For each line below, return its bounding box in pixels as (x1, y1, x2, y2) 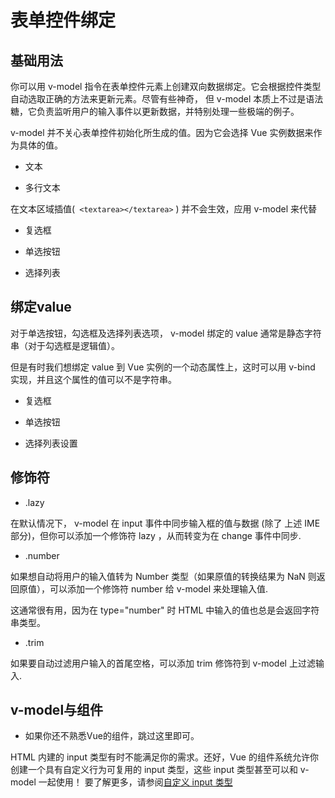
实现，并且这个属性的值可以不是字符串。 (10, 373, 177, 385)
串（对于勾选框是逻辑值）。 (10, 339, 120, 351)
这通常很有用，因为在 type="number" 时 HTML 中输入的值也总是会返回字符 (10, 604, 320, 616)
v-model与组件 (10, 702, 104, 719)
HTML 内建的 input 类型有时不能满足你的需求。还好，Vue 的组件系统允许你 (10, 751, 319, 763)
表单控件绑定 (10, 9, 117, 32)
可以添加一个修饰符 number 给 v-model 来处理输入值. (49, 582, 269, 595)
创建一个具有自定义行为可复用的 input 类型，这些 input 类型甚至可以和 (10, 764, 298, 776)
